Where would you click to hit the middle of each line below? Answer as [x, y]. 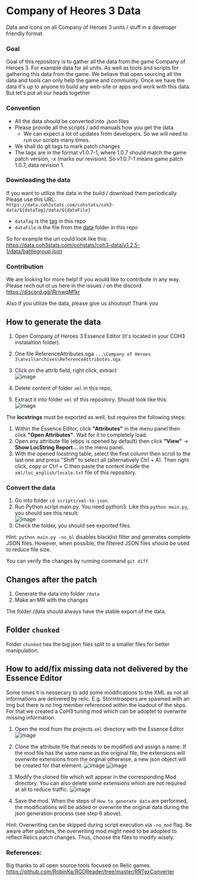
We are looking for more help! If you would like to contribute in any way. [93, 280]
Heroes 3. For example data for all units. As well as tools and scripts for [93, 68]
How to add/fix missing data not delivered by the [97, 669]
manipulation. [23, 650]
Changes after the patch [52, 579]
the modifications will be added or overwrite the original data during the [102, 807]
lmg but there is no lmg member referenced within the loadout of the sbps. [97, 705]
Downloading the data [38, 180]
